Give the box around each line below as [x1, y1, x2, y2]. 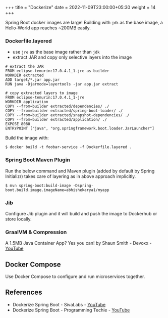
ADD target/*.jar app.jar [5, 77, 60, 82]
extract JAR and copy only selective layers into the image [12, 54, 132, 60]
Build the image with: [5, 135, 49, 141]
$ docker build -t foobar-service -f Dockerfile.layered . [5, 145, 132, 150]
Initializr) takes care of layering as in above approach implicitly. [5, 173, 136, 179]
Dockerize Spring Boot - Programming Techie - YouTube [12, 307, 130, 313]
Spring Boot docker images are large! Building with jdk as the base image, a [5, 20, 163, 25]
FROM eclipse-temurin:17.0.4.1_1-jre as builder [5, 68, 109, 74]
